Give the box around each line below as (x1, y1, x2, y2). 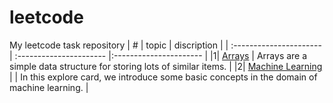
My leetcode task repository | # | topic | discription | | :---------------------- (9, 39, 322, 51)
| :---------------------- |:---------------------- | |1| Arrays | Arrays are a (9, 49, 308, 61)
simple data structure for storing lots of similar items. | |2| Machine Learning (9, 60, 323, 72)
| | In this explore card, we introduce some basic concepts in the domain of (9, 71, 318, 83)
